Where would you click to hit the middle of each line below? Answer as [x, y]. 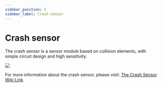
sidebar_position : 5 [26, 9]
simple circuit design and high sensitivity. [46, 57]
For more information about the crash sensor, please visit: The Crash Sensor [81, 75]
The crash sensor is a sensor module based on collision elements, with [76, 51]
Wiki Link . [15, 80]
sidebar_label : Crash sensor [34, 14]
